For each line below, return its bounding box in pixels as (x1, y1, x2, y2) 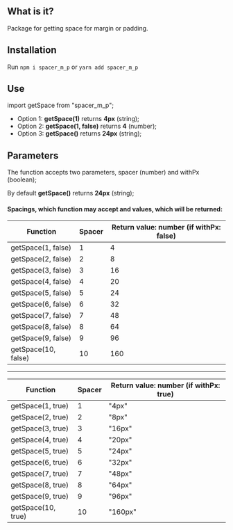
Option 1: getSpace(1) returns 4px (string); (17, 115, 140, 123)
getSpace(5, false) (10, 288, 71, 298)
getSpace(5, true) (10, 447, 69, 456)
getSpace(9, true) (10, 492, 69, 501)
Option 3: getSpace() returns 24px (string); (17, 129, 142, 138)
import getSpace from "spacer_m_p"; (7, 101, 114, 110)
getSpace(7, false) (10, 311, 71, 321)
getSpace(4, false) (10, 277, 71, 287)
